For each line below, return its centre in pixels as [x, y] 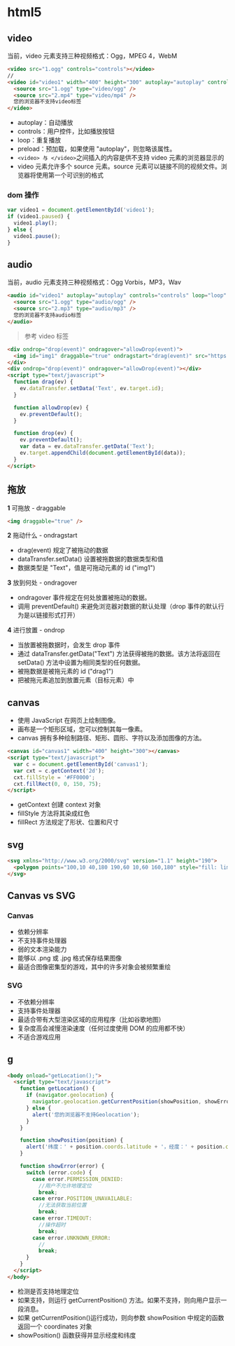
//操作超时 [52, 1225]
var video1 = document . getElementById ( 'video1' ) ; [81, 210]
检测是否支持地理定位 [48, 1291]
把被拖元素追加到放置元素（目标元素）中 [76, 680]
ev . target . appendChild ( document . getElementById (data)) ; [103, 453]
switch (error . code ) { [59, 1173]
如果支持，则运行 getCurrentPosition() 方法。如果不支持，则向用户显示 [119, 1300]
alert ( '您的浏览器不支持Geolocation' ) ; [86, 1114]
